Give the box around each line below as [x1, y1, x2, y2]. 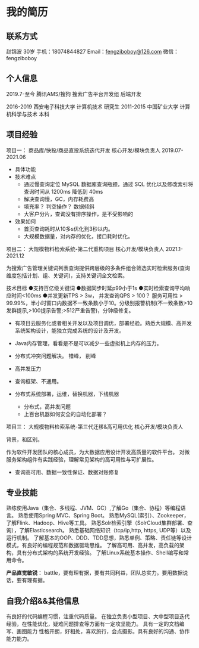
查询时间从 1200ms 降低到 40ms [23, 188, 103, 195]
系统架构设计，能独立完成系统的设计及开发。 [14, 327, 125, 334]
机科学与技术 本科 [6, 110, 49, 117]
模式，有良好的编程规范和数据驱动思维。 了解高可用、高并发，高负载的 [6, 542, 179, 549]
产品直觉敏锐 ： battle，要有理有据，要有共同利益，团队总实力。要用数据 [6, 569, 183, 576]
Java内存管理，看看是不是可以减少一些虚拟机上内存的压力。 [14, 339, 162, 346]
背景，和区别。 [6, 436, 43, 443]
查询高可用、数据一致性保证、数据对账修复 [14, 469, 119, 476]
